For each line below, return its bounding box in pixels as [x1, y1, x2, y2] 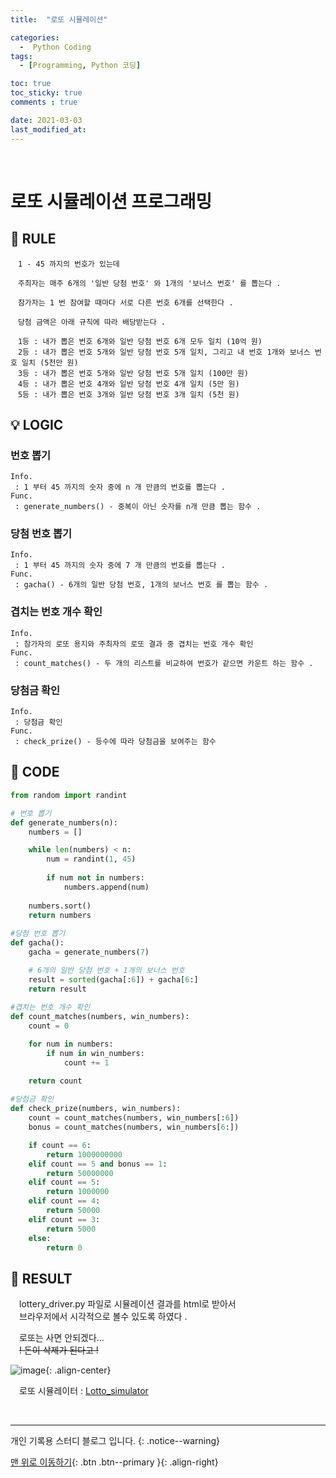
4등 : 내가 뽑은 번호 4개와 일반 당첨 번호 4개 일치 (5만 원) [17, 379, 240, 389]
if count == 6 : [28, 1140, 92, 1150]
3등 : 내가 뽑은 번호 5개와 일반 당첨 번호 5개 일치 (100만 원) [17, 368, 250, 378]
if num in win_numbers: [46, 1048, 145, 1058]
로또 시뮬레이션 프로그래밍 [10, 190, 213, 213]
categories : [10, 32, 60, 43]
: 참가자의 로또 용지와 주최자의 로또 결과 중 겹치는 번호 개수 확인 [14, 639, 254, 649]
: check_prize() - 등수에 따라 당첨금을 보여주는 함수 [14, 737, 217, 747]
